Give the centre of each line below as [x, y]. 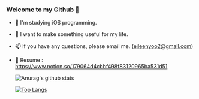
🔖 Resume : [29, 60]
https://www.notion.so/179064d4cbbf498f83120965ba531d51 [91, 67]
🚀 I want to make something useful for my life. [71, 34]
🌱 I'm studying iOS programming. [56, 23]
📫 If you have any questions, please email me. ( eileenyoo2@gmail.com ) [104, 46]
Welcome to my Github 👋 [43, 10]
